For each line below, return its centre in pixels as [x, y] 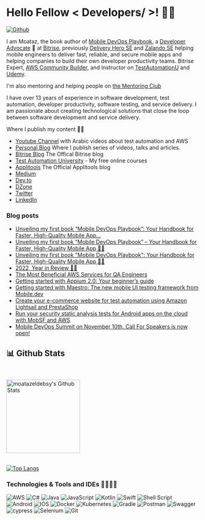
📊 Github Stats [36, 353]
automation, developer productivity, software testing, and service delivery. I [102, 104]
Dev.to [23, 180]
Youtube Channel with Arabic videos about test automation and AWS [102, 141]
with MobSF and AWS [43, 320]
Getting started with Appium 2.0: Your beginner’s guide [84, 281]
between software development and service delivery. [73, 117]
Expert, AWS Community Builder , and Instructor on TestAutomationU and [98, 67]
